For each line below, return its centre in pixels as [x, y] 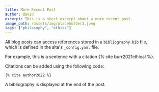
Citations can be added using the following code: [55, 66]
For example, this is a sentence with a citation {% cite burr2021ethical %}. [80, 57]
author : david [20, 14]
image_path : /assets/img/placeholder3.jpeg [50, 23]
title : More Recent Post [30, 10]
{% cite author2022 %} [28, 75]
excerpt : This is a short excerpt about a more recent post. [69, 19]
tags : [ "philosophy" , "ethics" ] [38, 28]
